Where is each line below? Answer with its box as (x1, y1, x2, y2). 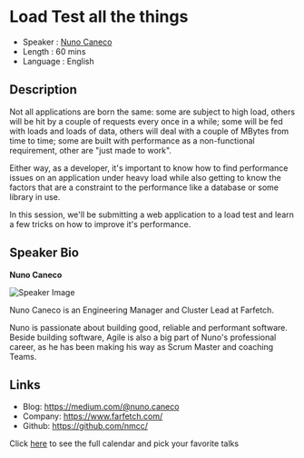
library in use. (9, 191, 61, 202)
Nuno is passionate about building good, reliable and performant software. (9, 322, 289, 333)
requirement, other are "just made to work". (9, 144, 172, 155)
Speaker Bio (9, 245, 80, 261)
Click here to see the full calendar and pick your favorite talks (9, 438, 239, 449)
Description (9, 82, 77, 97)
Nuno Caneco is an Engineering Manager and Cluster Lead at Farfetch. (9, 304, 275, 315)
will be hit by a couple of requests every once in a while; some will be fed (9, 115, 283, 126)
